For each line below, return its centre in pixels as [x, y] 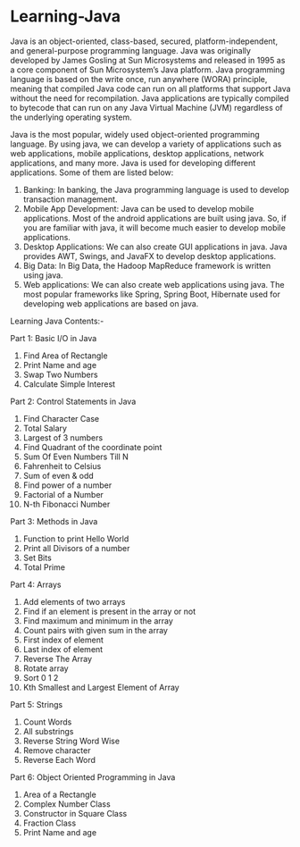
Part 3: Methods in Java [54, 521]
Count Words [47, 722]
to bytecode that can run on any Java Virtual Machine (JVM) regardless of [147, 107]
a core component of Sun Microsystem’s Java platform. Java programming [147, 70]
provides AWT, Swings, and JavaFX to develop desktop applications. [150, 256]
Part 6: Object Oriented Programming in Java [93, 777]
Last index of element [63, 649]
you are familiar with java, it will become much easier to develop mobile [154, 227]
